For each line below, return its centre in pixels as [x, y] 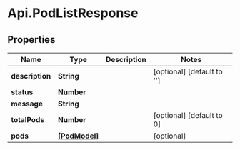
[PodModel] [78, 136]
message [27, 104]
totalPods [28, 120]
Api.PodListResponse [73, 13]
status [22, 92]
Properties [31, 40]
